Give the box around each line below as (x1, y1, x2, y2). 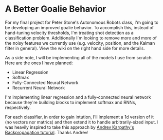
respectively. (5, 105, 31, 110)
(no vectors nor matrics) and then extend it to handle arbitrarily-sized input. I (5, 119, 159, 125)
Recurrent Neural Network (12, 85, 65, 90)
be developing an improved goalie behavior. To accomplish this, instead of (5, 24, 154, 30)
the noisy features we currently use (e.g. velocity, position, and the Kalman (5, 40, 155, 46)
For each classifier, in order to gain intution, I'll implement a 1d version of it (5, 114, 154, 120)
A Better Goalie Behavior (5, 3, 106, 15)
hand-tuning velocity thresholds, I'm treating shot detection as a (5, 30, 134, 35)
